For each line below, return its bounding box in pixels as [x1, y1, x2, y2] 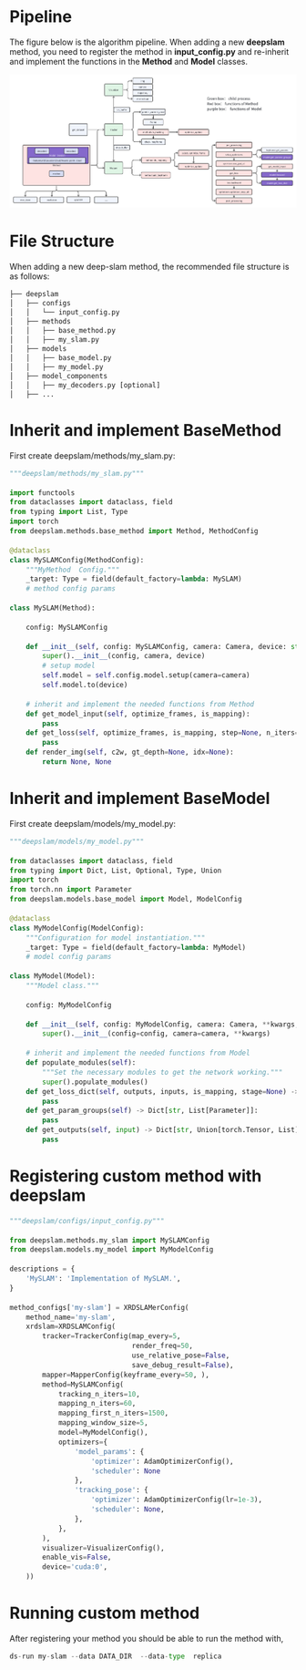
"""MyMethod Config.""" [25, 565, 120, 574]
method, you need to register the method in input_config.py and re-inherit [9, 46, 290, 57]
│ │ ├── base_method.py [9, 325, 117, 335]
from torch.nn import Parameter [9, 885, 132, 894]
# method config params [25, 584, 117, 593]
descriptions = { [9, 1264, 76, 1273]
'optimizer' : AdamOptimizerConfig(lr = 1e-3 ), [90, 1495, 262, 1505]
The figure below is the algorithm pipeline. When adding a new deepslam [9, 36, 285, 47]
